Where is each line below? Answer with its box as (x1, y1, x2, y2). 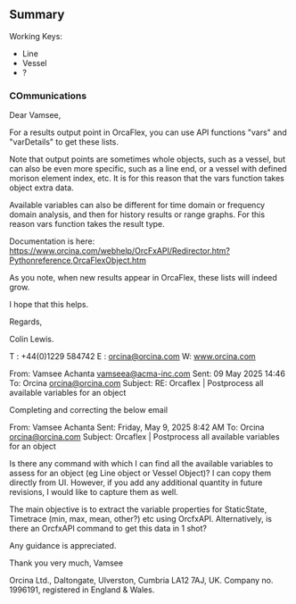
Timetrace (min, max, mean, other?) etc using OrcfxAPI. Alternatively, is (9, 514, 272, 524)
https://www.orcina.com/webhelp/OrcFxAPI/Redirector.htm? (9, 246, 230, 256)
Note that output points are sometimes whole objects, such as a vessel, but (9, 154, 285, 164)
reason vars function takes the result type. (9, 219, 165, 230)
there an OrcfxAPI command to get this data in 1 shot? (9, 523, 208, 534)
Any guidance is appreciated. (9, 541, 117, 551)
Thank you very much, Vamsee (9, 558, 123, 568)
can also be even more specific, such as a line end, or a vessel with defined (9, 164, 287, 174)
